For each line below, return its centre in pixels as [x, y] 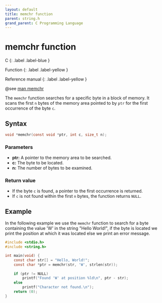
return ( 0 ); [26, 292]
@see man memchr [24, 89]
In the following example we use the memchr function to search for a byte [77, 223]
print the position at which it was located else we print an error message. [78, 234]
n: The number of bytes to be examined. [52, 168]
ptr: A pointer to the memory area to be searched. [62, 158]
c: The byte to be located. [38, 163]
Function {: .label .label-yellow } [37, 70]
